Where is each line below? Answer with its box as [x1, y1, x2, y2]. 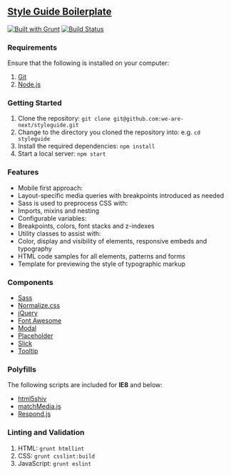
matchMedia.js [17, 402, 62, 411]
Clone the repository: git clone [17, 114, 111, 123]
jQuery [17, 309, 38, 317]
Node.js [17, 80, 41, 89]
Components [7, 277, 53, 287]
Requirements [7, 42, 58, 52]
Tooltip [17, 346, 38, 355]
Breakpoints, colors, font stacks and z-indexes [17, 221, 155, 230]
